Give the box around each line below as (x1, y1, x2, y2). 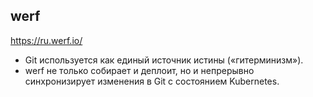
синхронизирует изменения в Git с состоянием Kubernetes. (24, 75, 280, 87)
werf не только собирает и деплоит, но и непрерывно (24, 64, 255, 76)
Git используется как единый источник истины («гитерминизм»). (24, 54, 304, 66)
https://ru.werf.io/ (10, 34, 83, 46)
